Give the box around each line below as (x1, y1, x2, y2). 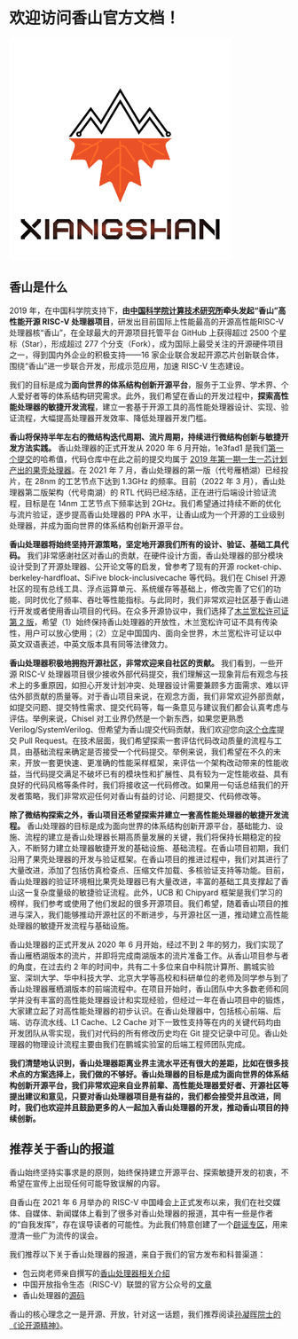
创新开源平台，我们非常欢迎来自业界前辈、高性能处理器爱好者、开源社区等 (16, 1079, 289, 1091)
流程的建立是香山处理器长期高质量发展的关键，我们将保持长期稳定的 (24, 831, 273, 842)
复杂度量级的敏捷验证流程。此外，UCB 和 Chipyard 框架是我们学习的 (32, 887, 284, 897)
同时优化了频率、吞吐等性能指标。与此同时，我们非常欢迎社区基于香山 (24, 594, 281, 605)
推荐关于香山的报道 (9, 1141, 114, 1157)
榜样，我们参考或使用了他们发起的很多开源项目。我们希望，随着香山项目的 (9, 897, 281, 909)
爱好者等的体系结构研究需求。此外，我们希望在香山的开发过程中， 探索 (16, 390, 273, 401)
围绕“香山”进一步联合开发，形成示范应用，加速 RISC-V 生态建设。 (9, 360, 249, 371)
